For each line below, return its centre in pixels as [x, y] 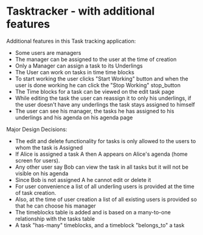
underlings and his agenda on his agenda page [74, 118]
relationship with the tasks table [55, 219]
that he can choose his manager [55, 206]
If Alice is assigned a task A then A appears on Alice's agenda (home [101, 154]
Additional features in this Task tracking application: [71, 41]
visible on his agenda [42, 173]
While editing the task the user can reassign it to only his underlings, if [103, 98]
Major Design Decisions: [37, 129]
